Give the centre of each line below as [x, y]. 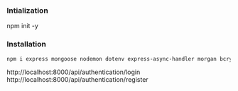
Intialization [28, 11]
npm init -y [22, 26]
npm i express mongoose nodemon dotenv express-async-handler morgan [112, 59]
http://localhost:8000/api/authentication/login [74, 72]
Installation [27, 44]
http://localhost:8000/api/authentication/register [77, 80]
